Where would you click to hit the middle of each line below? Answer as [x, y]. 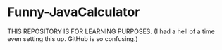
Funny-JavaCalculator [74, 12]
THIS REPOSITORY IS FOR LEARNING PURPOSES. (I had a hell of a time [111, 31]
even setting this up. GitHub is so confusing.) [73, 38]
